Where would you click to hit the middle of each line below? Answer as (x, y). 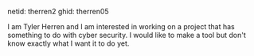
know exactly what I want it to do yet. (68, 43)
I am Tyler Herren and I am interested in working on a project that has (121, 26)
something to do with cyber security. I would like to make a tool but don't (127, 35)
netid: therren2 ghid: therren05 (58, 11)
